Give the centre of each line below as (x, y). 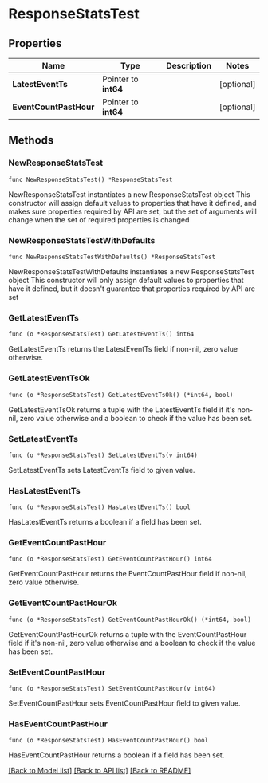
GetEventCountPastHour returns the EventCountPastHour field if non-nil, (128, 574)
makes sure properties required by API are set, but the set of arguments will (132, 211)
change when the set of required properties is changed (99, 219)
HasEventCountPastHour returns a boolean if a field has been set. (116, 755)
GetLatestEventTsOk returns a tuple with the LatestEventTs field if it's (122, 409)
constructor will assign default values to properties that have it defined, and (132, 203)
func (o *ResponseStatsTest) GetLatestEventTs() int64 (101, 334)
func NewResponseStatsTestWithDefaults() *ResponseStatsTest (112, 257)
